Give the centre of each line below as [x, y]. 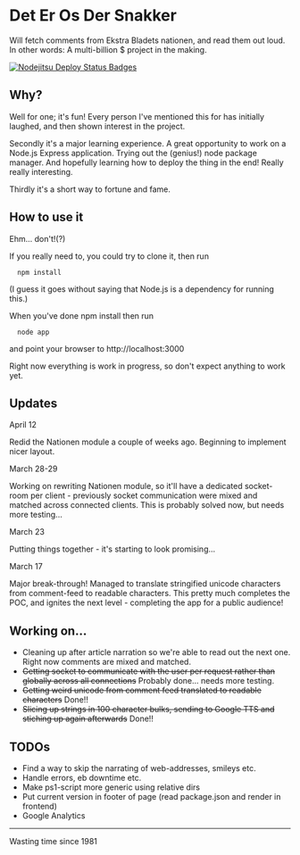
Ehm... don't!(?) [37, 238]
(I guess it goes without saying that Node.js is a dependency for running [142, 289]
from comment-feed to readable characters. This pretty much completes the [150, 594]
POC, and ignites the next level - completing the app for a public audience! [146, 602]
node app [33, 332]
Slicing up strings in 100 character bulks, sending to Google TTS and [148, 710]
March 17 [26, 567]
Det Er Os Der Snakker [93, 16]
